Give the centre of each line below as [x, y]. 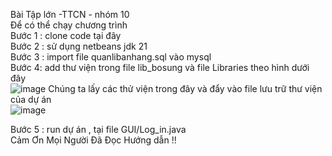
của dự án [31, 99]
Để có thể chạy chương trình [69, 25]
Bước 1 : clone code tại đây [66, 35]
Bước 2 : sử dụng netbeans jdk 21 [79, 46]
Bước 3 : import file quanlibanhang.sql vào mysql [111, 57]
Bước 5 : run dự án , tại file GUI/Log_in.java [98, 129]
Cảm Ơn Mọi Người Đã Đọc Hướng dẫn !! [93, 140]
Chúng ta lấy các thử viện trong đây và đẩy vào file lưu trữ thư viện [185, 88]
